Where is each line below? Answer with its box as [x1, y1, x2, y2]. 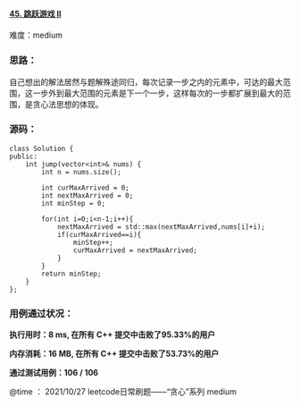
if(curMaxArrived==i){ [56, 230, 142, 239]
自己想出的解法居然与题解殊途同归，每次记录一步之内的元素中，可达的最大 [9, 76, 283, 87]
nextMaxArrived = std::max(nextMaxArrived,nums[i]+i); [56, 222, 266, 232]
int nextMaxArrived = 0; [41, 190, 134, 200]
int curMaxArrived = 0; [41, 183, 129, 192]
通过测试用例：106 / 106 [9, 368, 99, 378]
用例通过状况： [9, 307, 74, 319]
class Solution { [9, 144, 74, 153]
